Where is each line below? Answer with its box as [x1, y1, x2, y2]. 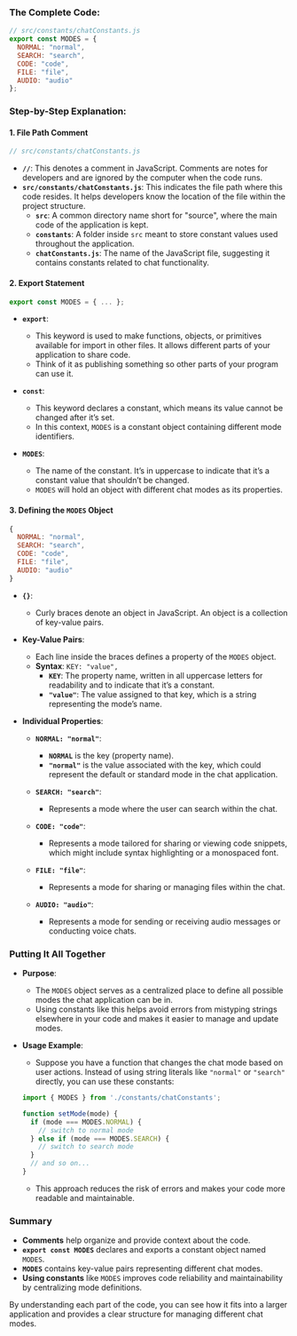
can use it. [35, 369, 74, 379]
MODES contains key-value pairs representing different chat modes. [21, 1263, 263, 1274]
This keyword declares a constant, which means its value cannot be [35, 402, 284, 414]
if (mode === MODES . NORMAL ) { [30, 1117, 142, 1126]
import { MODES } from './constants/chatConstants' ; [21, 1093, 222, 1102]
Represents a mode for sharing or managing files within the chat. [48, 881, 285, 892]
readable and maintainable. [35, 1192, 135, 1203]
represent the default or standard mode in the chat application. [48, 768, 278, 779]
